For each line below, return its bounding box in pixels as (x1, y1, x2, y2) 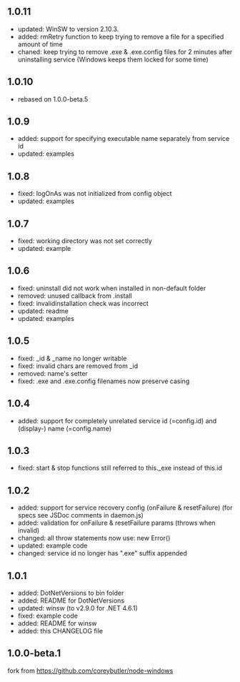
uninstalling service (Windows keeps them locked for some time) (17, 55, 209, 64)
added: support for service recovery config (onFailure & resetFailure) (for (17, 503, 233, 512)
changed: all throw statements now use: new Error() (17, 534, 171, 543)
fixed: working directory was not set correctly (17, 237, 152, 245)
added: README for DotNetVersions (17, 596, 125, 605)
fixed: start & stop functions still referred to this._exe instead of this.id (17, 464, 223, 473)
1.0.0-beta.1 (7, 647, 61, 660)
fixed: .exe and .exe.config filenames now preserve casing (17, 377, 190, 385)
